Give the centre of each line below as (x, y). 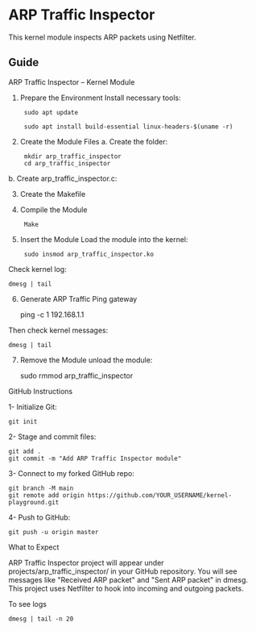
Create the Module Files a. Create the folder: (93, 141)
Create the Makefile (53, 194)
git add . (25, 451)
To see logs (27, 604)
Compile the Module (54, 209)
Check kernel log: (37, 269)
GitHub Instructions (41, 391)
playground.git (34, 502)
